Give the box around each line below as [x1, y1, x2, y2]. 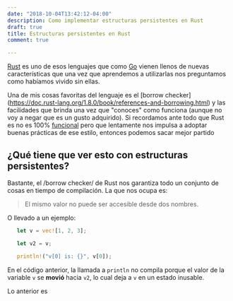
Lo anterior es [7, 287, 48, 295]
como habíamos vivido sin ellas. [7, 77, 100, 85]
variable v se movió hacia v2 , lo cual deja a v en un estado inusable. [7, 273, 205, 281]
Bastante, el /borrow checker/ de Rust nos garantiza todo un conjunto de [7, 178, 219, 187]
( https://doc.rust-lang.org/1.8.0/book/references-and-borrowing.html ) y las [7, 98, 226, 107]
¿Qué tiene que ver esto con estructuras [7, 149, 189, 161]
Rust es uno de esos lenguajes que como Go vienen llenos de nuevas [7, 62, 210, 71]
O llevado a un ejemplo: [7, 213, 76, 222]
